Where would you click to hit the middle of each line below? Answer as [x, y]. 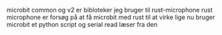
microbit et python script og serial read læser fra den [82, 24]
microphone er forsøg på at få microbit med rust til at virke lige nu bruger [111, 17]
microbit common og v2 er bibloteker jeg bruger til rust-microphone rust [110, 10]
